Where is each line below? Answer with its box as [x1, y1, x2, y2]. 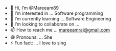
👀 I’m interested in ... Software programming [10, 10, 103, 16]
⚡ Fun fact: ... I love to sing [10, 40, 66, 46]
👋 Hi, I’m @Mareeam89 [10, 5, 59, 11]
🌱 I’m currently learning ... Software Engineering [10, 16, 111, 21]
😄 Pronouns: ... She [10, 34, 53, 40]
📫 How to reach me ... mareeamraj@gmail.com [10, 27, 110, 33]
